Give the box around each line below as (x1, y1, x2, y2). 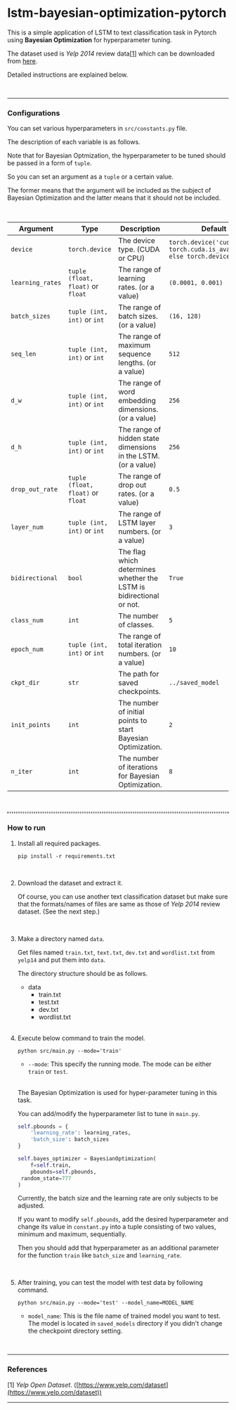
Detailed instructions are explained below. (7, 70, 129, 79)
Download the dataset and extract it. (17, 878, 123, 887)
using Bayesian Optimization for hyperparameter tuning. (7, 35, 172, 44)
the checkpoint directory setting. (27, 1327, 123, 1335)
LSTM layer (118, 518, 156, 528)
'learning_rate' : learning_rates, (30, 1129, 131, 1136)
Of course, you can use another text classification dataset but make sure (17, 892, 228, 901)
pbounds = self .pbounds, (30, 1168, 97, 1175)
